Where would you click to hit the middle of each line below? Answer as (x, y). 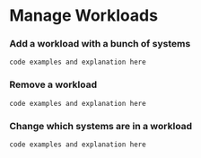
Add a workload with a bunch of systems (100, 44)
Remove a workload (53, 84)
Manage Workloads (84, 16)
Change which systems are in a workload (101, 126)
